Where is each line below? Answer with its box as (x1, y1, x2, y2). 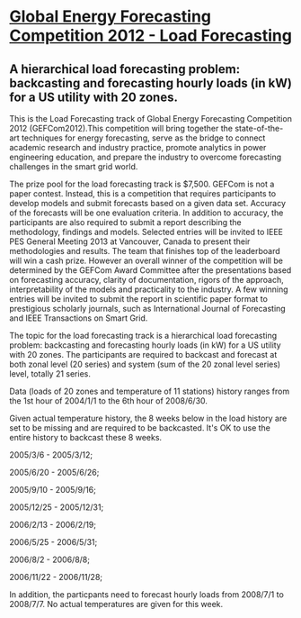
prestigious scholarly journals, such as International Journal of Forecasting (9, 304, 286, 314)
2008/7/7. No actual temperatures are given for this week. (9, 599, 224, 609)
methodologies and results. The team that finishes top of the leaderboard (9, 246, 280, 256)
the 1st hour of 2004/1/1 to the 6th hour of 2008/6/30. (9, 395, 208, 406)
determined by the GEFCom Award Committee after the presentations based (9, 265, 292, 276)
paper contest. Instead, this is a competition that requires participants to (9, 188, 277, 199)
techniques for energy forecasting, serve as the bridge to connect (21, 132, 266, 143)
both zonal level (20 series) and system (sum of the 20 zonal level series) (9, 359, 281, 369)
